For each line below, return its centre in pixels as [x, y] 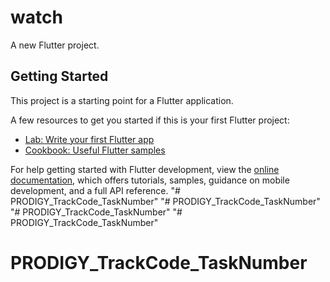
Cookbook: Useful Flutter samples [95, 150]
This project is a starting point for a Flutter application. [122, 100]
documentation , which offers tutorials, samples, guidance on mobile [150, 180]
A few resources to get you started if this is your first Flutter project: [150, 120]
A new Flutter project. [55, 45]
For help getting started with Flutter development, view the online [145, 169]
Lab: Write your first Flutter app [89, 139]
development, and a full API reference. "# [95, 190]
